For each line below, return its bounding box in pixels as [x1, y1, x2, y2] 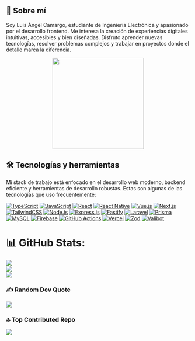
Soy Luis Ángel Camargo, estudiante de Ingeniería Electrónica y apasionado [6, 21, 189, 28]
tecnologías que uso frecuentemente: [6, 191, 96, 198]
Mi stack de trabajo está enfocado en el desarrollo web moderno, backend [6, 179, 186, 186]
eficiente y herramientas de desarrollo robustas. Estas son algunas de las [6, 185, 183, 192]
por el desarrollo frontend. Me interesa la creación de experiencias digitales [6, 27, 188, 34]
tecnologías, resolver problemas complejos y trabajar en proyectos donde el [6, 40, 190, 47]
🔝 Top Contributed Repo [6, 315, 76, 323]
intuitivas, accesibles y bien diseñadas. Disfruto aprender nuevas [6, 33, 163, 41]
